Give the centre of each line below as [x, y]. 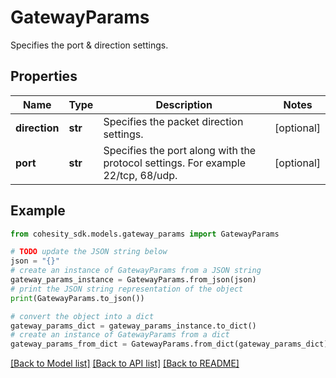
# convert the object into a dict [82, 316]
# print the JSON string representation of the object [127, 289]
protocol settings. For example [174, 163]
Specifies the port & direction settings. [89, 45]
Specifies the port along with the [180, 150]
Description [184, 104]
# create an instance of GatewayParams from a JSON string [136, 271]
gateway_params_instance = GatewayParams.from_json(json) [133, 280]
